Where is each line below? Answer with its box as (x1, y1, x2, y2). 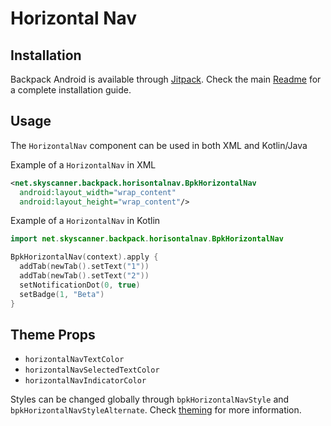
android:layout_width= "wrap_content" (19, 187, 177, 197)
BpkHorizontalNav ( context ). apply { (10, 252, 159, 262)
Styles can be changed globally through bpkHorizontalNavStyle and (10, 393, 290, 406)
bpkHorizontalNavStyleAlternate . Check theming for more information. (10, 404, 302, 416)
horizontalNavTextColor (24, 355, 125, 365)
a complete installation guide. (10, 84, 132, 96)
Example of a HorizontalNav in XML (10, 158, 157, 171)
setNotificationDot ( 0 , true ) (19, 280, 141, 290)
